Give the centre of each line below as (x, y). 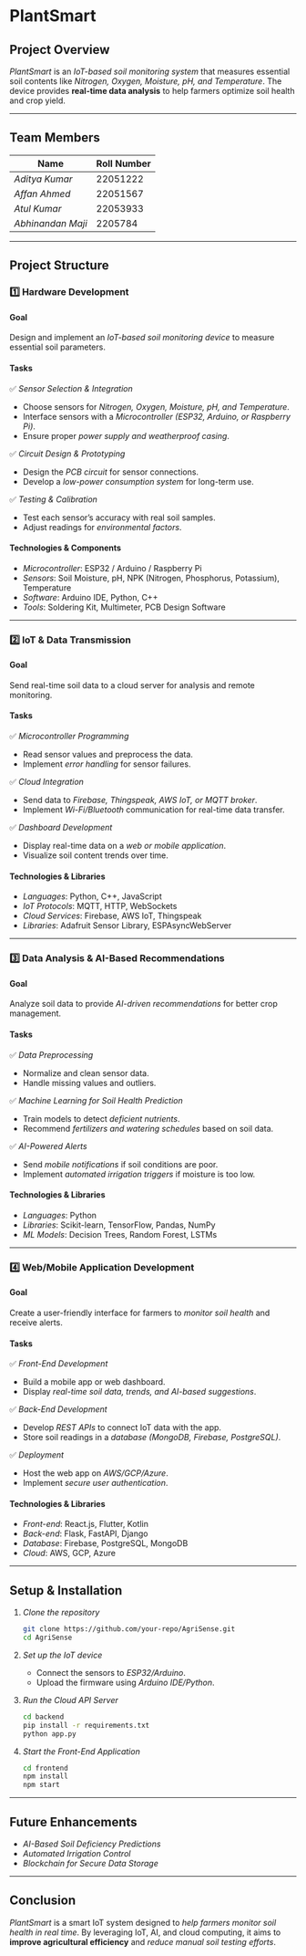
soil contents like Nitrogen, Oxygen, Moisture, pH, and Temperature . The (146, 81)
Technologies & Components (65, 548)
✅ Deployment (37, 1455)
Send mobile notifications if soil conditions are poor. (120, 1164)
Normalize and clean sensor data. (86, 1072)
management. (36, 1013)
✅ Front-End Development (59, 1364)
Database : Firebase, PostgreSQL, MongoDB (105, 1543)
